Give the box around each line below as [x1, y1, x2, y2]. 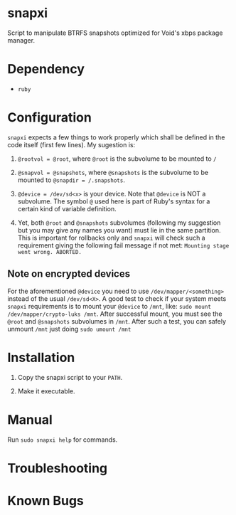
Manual [7, 411, 53, 428]
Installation [7, 349, 75, 366]
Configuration [7, 110, 92, 126]
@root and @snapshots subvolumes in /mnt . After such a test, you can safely [7, 317, 226, 325]
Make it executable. [17, 386, 75, 395]
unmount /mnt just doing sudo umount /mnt [7, 324, 132, 333]
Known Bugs [7, 492, 84, 509]
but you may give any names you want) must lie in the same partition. [17, 225, 222, 234]
